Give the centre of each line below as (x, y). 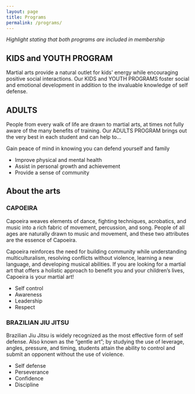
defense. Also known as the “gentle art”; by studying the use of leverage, (95, 341)
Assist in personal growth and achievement (67, 166)
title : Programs (26, 17)
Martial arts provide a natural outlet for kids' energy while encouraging (92, 72)
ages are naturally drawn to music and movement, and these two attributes (98, 233)
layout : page (22, 12)
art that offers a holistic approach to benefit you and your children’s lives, (95, 270)
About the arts (33, 191)
